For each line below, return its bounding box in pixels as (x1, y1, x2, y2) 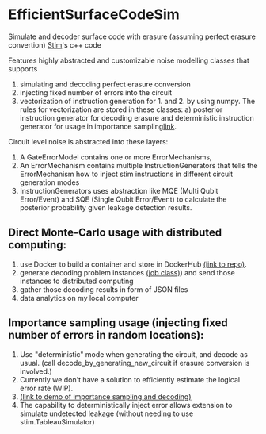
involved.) (19, 367, 53, 376)
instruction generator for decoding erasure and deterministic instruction (19, 113, 255, 122)
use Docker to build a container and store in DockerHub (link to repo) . (19, 259, 247, 269)
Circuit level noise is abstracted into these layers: (8, 136, 169, 146)
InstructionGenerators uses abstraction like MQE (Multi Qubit (19, 186, 218, 195)
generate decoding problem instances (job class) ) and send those (19, 267, 235, 277)
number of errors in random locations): (8, 328, 204, 342)
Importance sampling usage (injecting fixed (8, 316, 228, 330)
